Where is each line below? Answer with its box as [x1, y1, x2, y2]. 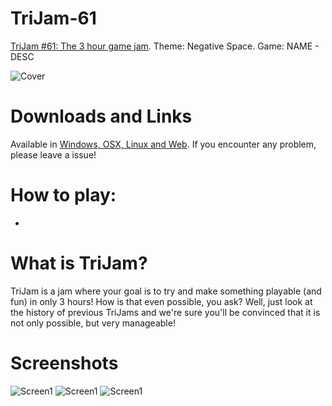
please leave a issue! [10, 148, 97, 161]
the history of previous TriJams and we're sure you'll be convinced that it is [10, 306, 321, 318]
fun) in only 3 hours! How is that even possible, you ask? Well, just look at [10, 295, 313, 307]
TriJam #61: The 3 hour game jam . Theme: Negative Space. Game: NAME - [10, 40, 320, 52]
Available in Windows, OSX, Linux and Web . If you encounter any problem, [10, 138, 317, 150]
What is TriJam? [10, 252, 148, 274]
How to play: [10, 184, 117, 207]
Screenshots [10, 352, 119, 374]
